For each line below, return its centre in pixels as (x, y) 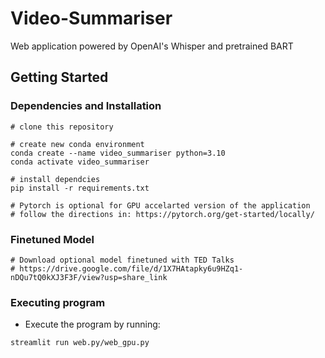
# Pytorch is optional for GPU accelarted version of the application (160, 205)
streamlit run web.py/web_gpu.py (80, 343)
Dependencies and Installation (86, 106)
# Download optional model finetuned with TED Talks (122, 260)
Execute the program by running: (92, 324)
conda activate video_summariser (80, 162)
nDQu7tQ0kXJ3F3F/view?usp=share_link (89, 277)
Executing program (58, 302)
